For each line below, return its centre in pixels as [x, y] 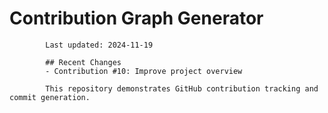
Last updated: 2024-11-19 [99, 45]
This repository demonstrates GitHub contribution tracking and [182, 88]
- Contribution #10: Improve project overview [144, 71]
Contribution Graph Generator [136, 18]
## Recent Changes [83, 62]
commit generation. [50, 97]
